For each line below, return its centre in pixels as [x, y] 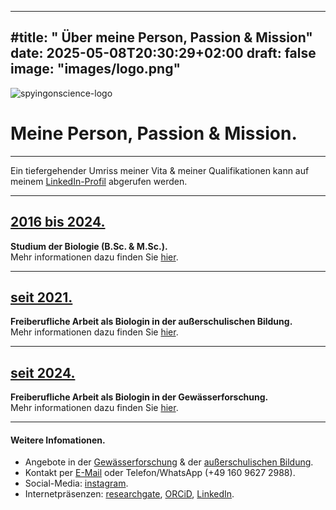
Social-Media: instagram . [76, 483]
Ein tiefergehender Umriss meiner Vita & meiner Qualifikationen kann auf [160, 170]
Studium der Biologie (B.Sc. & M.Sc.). [89, 246]
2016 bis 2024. [58, 222]
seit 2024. [43, 372]
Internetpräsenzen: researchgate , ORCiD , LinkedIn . [129, 494]
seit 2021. [41, 297]
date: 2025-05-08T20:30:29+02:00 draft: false [163, 53]
